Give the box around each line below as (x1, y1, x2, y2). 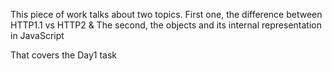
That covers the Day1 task (10, 49, 117, 61)
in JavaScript (10, 30, 65, 41)
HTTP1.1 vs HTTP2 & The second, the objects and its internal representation (10, 19, 322, 31)
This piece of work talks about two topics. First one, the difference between (10, 9, 323, 20)
